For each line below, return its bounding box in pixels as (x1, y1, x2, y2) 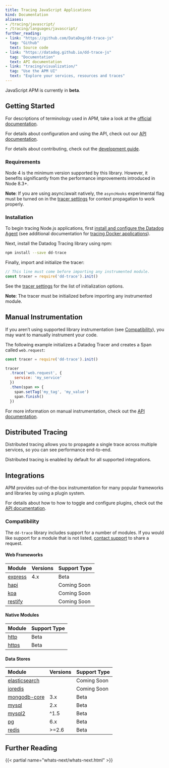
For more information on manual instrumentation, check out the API (5, 408, 145, 414)
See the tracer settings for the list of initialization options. (5, 283, 124, 289)
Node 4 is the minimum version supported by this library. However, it (5, 170, 148, 176)
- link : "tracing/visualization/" (5, 64, 78, 69)
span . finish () (14, 394, 44, 399)
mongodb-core (8, 694, 45, 701)
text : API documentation (10, 59, 62, 64)
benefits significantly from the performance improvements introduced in (5, 175, 155, 181)
